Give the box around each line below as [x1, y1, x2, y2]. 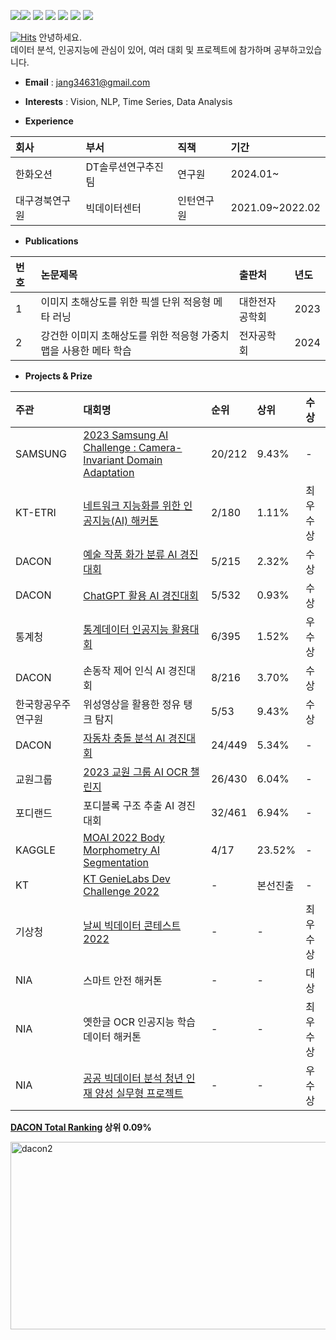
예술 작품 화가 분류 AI [83, 548, 178, 561]
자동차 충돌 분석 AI [83, 731, 166, 745]
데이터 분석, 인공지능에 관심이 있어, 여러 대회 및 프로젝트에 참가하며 [10, 44, 272, 55]
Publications [24, 235, 79, 247]
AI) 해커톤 [114, 514, 159, 527]
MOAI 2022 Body [83, 831, 165, 844]
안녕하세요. [38, 31, 83, 43]
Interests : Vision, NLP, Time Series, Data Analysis [24, 96, 233, 107]
